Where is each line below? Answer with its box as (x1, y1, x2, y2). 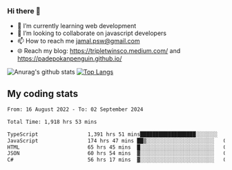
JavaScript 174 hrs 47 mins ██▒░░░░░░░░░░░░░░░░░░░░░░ (7, 137, 215, 144)
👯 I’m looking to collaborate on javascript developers (17, 29, 167, 37)
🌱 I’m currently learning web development (17, 22, 137, 30)
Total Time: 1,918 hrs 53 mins (7, 118, 97, 125)
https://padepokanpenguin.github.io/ (17, 54, 122, 63)
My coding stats (7, 87, 78, 99)
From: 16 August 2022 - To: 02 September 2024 (7, 106, 144, 113)
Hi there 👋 (7, 6, 41, 16)
